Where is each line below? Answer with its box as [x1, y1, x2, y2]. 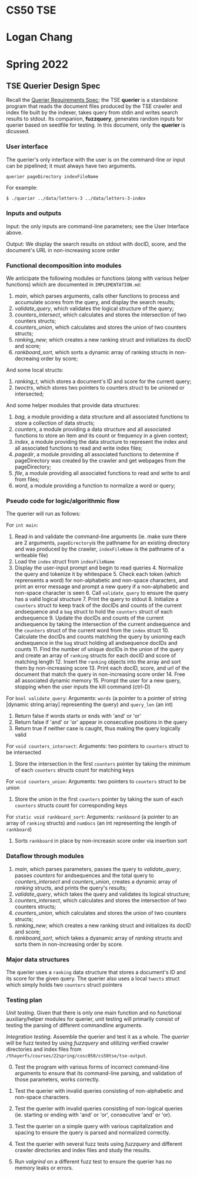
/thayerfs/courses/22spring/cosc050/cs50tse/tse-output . [6, 1052, 148, 1059]
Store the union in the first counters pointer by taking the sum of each [14, 796, 183, 803]
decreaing [14, 355, 39, 362]
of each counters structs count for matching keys [14, 767, 134, 774]
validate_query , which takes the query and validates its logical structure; [14, 891, 191, 898]
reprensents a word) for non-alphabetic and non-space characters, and [14, 577, 188, 584]
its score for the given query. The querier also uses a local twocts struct [6, 975, 180, 982]
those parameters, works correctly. [14, 1076, 100, 1083]
